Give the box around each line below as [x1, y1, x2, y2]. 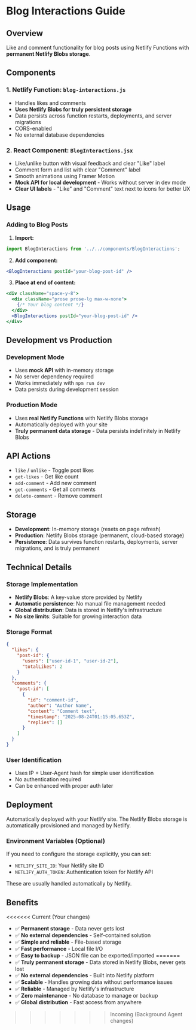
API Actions [6, 451, 51, 461]
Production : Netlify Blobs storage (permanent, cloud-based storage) [14, 532, 185, 539]
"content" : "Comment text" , [27, 708, 97, 714]
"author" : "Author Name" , [27, 703, 93, 709]
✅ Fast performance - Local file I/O [14, 945, 103, 953]
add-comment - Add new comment [14, 480, 97, 487]
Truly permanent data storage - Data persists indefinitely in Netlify [14, 427, 181, 434]
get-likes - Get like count [14, 473, 79, 480]
